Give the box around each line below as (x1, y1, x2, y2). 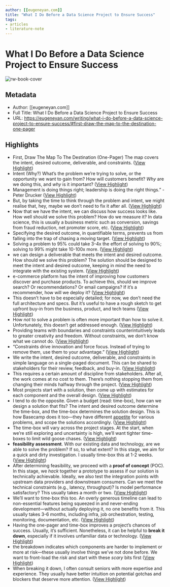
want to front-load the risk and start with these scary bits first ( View (12, 554, 155, 561)
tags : (5, 17, 17, 22)
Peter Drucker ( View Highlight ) (12, 192, 77, 198)
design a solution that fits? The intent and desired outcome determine (12, 403, 158, 409)
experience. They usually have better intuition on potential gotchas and (12, 571, 161, 577)
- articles (5, 21, 28, 27)
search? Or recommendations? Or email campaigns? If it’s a (12, 284, 137, 290)
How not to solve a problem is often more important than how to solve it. (12, 316, 164, 322)
